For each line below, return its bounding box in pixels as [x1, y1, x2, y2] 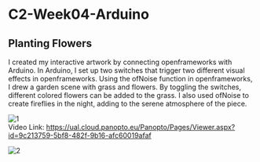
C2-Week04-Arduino [8, 5, 149, 23]
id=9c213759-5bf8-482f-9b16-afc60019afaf [8, 131, 152, 140]
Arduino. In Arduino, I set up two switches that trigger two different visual [8, 66, 245, 75]
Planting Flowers [8, 37, 93, 50]
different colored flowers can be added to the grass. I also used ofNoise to [8, 91, 250, 99]
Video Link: [8, 123, 45, 131]
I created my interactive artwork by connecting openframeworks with [8, 57, 233, 67]
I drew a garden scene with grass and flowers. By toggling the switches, [8, 82, 242, 92]
